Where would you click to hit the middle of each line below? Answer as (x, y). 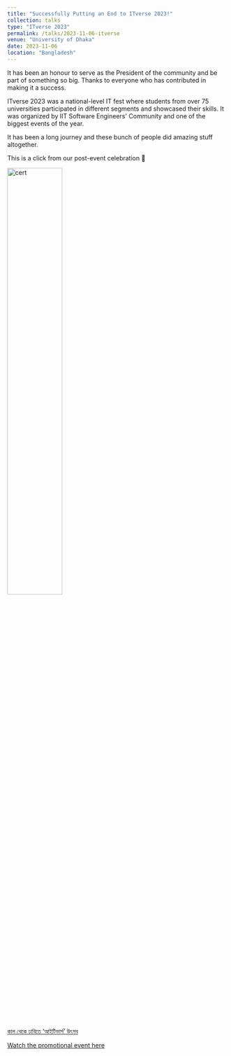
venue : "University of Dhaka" (51, 40)
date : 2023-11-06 (32, 46)
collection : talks (34, 20)
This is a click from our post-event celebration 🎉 (76, 158)
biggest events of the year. (46, 123)
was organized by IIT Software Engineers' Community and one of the (106, 116)
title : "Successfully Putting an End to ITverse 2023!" (90, 14)
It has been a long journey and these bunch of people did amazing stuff (110, 137)
